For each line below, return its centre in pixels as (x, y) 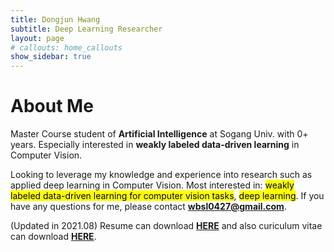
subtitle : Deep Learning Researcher (86, 29)
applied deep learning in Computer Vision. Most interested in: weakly (152, 185)
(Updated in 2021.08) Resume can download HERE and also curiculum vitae (166, 226)
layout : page (37, 38)
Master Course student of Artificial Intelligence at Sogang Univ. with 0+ (159, 134)
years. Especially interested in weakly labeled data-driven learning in (155, 145)
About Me (52, 106)
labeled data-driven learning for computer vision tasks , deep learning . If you (167, 196)
